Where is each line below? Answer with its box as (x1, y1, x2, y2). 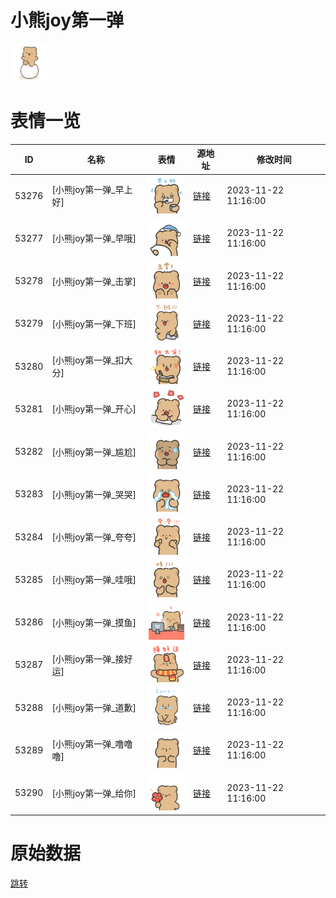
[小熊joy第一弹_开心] (51, 403, 137, 415)
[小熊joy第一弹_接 (51, 652, 125, 665)
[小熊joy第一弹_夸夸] (51, 531, 137, 543)
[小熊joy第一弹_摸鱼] (51, 616, 137, 628)
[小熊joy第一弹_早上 (51, 184, 133, 196)
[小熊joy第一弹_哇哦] (51, 574, 137, 586)
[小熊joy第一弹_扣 (51, 354, 125, 366)
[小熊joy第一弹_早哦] (51, 232, 137, 245)
